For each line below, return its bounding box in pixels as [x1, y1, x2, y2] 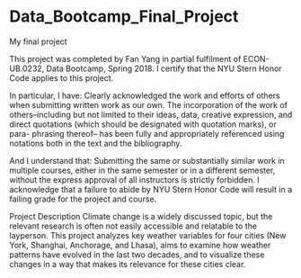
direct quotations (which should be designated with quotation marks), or [9, 119, 277, 130]
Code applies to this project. [9, 72, 114, 83]
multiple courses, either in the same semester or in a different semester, [9, 165, 276, 175]
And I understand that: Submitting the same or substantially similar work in [9, 155, 285, 166]
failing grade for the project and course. [9, 193, 157, 204]
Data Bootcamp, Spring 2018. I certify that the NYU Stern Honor [46, 63, 282, 74]
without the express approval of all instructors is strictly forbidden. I [9, 174, 260, 185]
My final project [9, 36, 67, 47]
